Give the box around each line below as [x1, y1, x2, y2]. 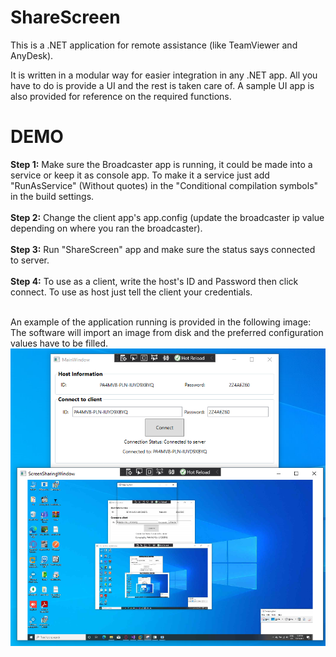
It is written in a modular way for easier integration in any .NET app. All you [10, 69, 318, 81]
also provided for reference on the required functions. [10, 90, 232, 102]
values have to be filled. [10, 337, 109, 349]
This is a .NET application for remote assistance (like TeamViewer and [10, 39, 298, 51]
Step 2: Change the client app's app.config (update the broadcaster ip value [10, 211, 325, 223]
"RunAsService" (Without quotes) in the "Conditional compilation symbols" [10, 179, 319, 191]
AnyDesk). [10, 49, 54, 61]
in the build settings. [10, 190, 95, 202]
